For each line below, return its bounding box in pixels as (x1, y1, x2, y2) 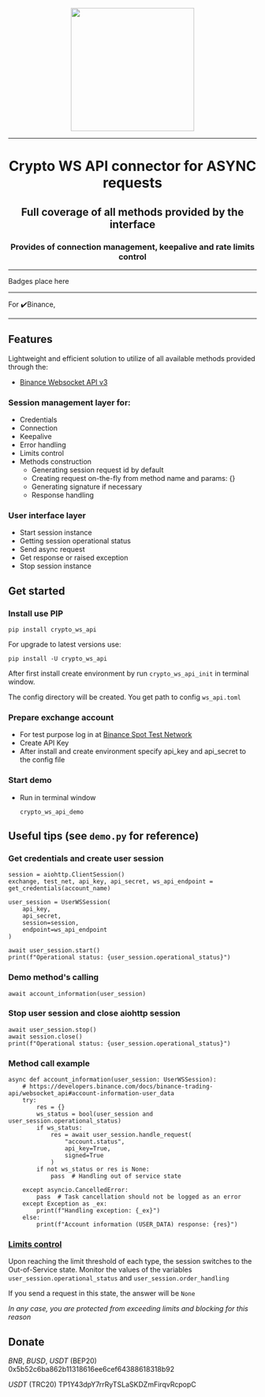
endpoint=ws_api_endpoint (22, 926, 108, 934)
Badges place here (8, 276, 69, 285)
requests (102, 174, 163, 192)
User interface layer (8, 509, 87, 520)
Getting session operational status (19, 536, 132, 546)
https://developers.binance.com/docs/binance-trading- (28, 1082, 214, 1091)
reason (8, 1313, 32, 1322)
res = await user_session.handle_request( (50, 1131, 192, 1139)
